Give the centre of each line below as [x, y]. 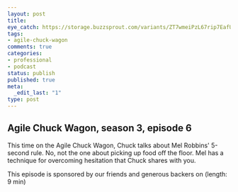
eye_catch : [23, 27]
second [18, 152]
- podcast [22, 67]
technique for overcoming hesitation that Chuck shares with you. [102, 160]
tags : [15, 34]
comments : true [30, 47]
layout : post [27, 14]
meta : [15, 86]
